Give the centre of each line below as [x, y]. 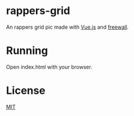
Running [27, 51]
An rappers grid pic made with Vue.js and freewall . [68, 27]
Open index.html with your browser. [49, 67]
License [26, 91]
